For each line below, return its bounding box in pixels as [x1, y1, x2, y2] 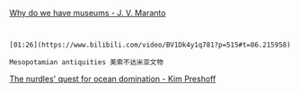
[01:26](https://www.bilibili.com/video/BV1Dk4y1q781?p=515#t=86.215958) [9, 40, 292, 49]
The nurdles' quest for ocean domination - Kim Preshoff [9, 73, 216, 84]
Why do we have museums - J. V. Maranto [9, 8, 166, 18]
